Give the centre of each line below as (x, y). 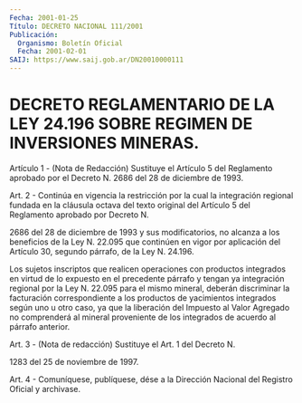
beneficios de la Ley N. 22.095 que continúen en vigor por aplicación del (145, 242)
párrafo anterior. (40, 326)
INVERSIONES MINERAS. (104, 144)
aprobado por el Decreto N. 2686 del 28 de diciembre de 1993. (127, 178)
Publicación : (34, 34)
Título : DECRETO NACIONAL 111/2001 (76, 26)
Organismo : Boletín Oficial (71, 43)
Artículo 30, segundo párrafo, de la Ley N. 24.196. (102, 251)
